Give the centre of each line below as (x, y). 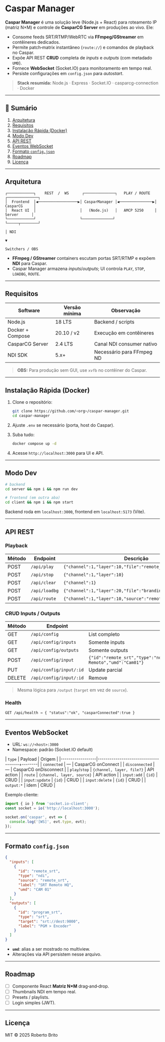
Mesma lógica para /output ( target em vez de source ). (72, 690)
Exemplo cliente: (22, 795)
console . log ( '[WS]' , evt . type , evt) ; (48, 822)
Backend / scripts (114, 322)
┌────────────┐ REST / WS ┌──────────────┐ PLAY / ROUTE (78, 193)
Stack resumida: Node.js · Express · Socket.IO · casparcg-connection (88, 83)
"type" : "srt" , (34, 917)
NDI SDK (18, 355)
